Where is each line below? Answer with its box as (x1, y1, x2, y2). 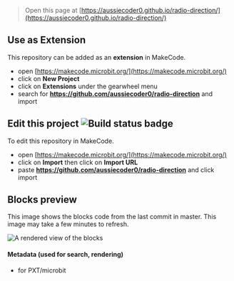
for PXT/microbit (17, 266, 66, 275)
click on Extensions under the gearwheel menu (17, 82, 158, 90)
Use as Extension (7, 34, 86, 46)
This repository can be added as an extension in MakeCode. (7, 53, 186, 61)
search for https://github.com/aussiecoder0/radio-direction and (17, 89, 213, 98)
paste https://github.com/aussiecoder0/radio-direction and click (17, 165, 215, 174)
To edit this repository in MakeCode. (7, 137, 114, 145)
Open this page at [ (24, 6, 82, 14)
